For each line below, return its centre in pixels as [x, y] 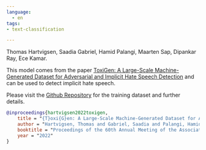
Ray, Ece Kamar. [27, 58]
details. [16, 102]
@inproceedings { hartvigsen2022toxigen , [57, 113]
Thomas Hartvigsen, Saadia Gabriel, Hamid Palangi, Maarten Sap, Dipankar [101, 52]
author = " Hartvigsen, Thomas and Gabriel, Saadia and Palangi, [101, 124]
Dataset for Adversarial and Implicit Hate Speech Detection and [114, 77]
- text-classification [35, 29]
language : [19, 12]
